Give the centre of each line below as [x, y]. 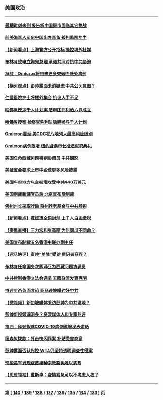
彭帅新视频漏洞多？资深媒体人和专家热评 [45, 314]
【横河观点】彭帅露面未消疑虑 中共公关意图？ [50, 86]
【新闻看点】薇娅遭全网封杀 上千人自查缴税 [48, 218]
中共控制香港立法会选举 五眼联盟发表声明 [46, 278]
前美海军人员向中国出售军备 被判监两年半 [46, 37]
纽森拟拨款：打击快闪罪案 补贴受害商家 [44, 339]
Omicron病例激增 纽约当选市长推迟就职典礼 [49, 146]
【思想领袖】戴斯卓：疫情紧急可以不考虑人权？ [52, 375]
